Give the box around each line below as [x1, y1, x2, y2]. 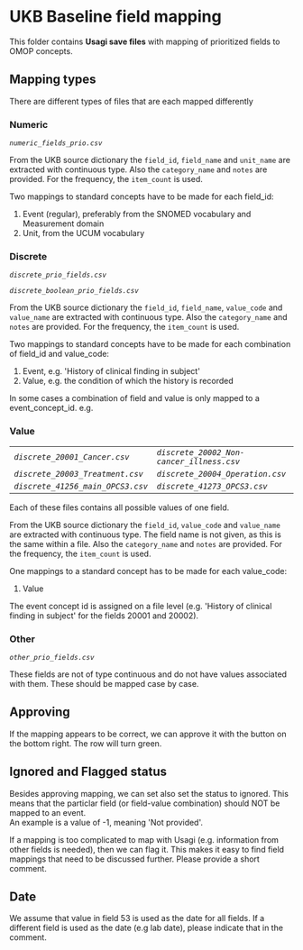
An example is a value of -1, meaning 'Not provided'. [9, 817, 204, 827]
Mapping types [9, 72, 96, 87]
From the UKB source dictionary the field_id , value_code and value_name [9, 519, 281, 530]
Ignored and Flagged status [9, 764, 168, 780]
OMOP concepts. [9, 45, 74, 56]
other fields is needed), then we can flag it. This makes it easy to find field [9, 844, 285, 854]
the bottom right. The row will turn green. [9, 737, 162, 749]
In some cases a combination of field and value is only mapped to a [9, 393, 260, 404]
